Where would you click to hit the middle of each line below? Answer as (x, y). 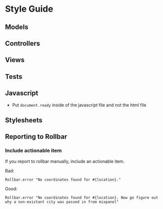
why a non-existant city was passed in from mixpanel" (62, 202)
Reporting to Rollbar (36, 137)
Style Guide (29, 9)
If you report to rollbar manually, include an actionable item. (65, 161)
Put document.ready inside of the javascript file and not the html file (79, 105)
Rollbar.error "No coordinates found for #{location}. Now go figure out (82, 198)
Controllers (23, 43)
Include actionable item (33, 151)
